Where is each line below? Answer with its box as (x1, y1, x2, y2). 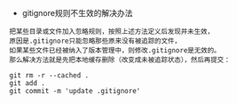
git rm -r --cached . (9, 71, 90, 80)
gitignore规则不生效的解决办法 (21, 8, 133, 18)
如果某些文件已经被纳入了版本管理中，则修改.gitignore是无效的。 (9, 46, 221, 55)
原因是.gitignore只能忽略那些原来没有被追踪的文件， (9, 36, 182, 45)
